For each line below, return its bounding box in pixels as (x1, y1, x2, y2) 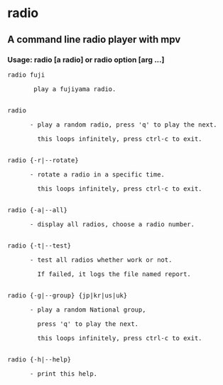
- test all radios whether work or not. (29, 255, 173, 264)
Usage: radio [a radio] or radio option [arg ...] (7, 55, 165, 65)
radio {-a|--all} (7, 206, 67, 214)
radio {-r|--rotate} (7, 156, 80, 164)
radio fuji (7, 70, 45, 79)
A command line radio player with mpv (7, 33, 181, 46)
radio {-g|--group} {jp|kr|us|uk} (7, 291, 128, 300)
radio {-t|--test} (7, 241, 72, 250)
